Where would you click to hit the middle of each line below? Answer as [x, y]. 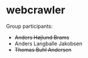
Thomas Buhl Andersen [43, 49]
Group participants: [29, 26]
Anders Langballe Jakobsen [48, 43]
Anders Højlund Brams [42, 37]
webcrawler [36, 10]
